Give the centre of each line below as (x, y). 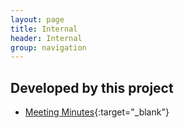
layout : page (37, 19)
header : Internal (46, 38)
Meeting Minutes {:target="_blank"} (97, 112)
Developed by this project (92, 87)
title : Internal (44, 29)
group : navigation (48, 47)
